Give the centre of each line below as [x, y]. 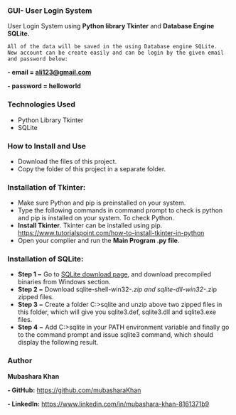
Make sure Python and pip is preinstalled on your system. [102, 203]
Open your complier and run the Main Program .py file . [98, 241]
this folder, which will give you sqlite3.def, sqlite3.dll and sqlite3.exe [117, 312]
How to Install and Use [47, 146]
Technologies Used [42, 104]
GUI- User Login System [50, 11]
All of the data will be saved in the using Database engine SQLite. [113, 47]
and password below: [38, 59]
